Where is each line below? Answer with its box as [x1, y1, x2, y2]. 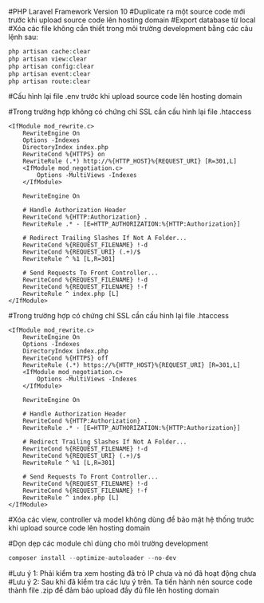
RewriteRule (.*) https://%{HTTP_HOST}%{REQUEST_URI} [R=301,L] [22, 361, 241, 369]
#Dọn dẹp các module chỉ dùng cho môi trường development [8, 538, 209, 549]
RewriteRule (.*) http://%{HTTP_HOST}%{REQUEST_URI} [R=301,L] [22, 157, 238, 166]
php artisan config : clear [8, 62, 94, 70]
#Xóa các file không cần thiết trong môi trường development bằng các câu [8, 24, 253, 33]
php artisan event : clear [8, 69, 91, 78]
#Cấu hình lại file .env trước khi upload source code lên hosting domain [8, 92, 242, 101]
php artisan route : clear [8, 77, 91, 85]
